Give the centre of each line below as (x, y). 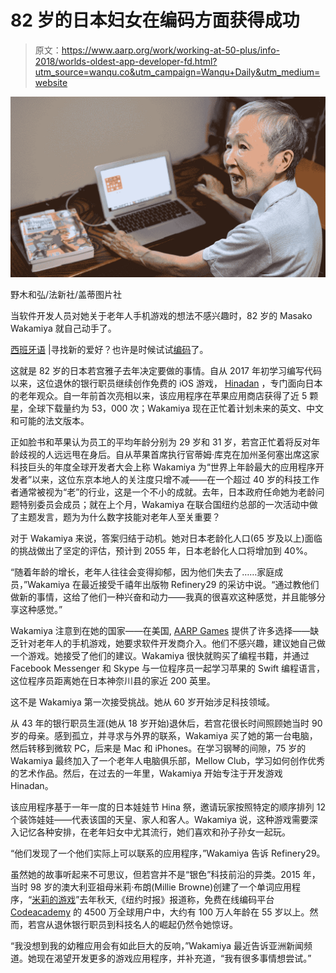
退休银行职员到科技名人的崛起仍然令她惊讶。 (145, 925)
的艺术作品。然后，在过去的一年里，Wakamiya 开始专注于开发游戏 (146, 773)
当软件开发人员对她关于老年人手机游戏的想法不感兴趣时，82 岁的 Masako (161, 316)
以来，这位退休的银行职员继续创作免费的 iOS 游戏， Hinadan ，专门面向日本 (166, 383)
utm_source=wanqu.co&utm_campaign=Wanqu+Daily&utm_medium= (177, 72)
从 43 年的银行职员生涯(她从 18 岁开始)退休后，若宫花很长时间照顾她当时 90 (166, 723)
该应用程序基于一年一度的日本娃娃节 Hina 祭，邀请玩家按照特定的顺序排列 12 (168, 807)
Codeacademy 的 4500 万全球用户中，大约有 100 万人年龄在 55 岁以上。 (160, 912)
